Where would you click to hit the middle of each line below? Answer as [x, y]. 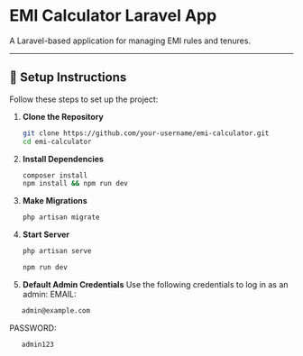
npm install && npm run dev [75, 184]
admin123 [37, 344]
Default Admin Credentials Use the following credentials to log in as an [155, 284]
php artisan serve [57, 251]
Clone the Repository [63, 116]
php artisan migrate [61, 217]
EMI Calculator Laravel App [113, 16]
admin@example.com [56, 310]
